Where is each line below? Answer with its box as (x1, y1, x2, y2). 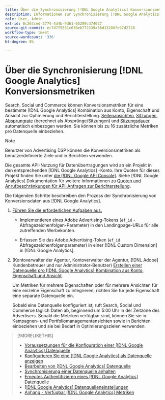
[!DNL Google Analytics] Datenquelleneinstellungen (24, 384, 129, 390)
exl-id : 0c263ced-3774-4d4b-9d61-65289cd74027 (5, 21, 102, 26)
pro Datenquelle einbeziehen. (5, 128, 65, 134)
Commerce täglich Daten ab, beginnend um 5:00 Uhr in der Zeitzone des (12, 307, 160, 313)
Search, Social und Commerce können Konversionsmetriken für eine (5, 102, 143, 108)
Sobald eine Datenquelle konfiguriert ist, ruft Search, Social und (12, 302, 141, 308)
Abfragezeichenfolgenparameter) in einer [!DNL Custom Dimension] (19, 242, 158, 248)
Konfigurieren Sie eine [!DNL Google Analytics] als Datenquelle (24, 353, 152, 359)
